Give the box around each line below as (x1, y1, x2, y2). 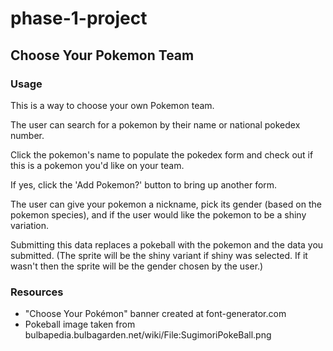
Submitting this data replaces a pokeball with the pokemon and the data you (10, 238, 324, 251)
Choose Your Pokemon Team (10, 47, 195, 64)
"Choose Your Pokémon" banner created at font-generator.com (24, 308, 287, 320)
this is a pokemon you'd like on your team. (10, 159, 185, 171)
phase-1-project (10, 7, 148, 30)
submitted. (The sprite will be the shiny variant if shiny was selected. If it (10, 249, 308, 261)
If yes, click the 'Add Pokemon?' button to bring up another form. (10, 178, 278, 191)
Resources (10, 285, 64, 299)
